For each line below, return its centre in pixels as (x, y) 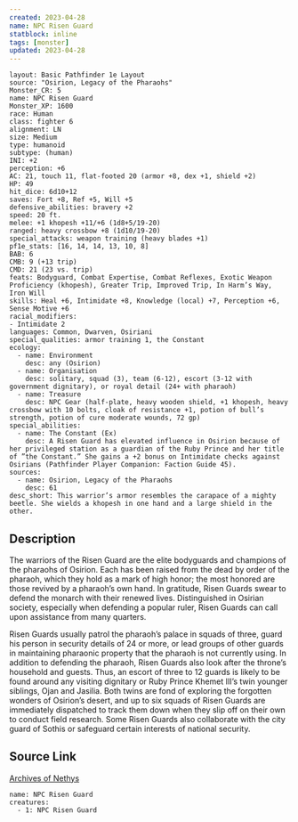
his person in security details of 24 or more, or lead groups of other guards (147, 643)
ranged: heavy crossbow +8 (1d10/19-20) (85, 231)
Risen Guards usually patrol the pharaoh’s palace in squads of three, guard (146, 634)
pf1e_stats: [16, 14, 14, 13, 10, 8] (79, 247)
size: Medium (33, 138)
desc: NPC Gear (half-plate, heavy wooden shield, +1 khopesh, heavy (157, 403)
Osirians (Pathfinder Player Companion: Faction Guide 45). (123, 465)
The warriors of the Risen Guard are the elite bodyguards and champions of (148, 560)
